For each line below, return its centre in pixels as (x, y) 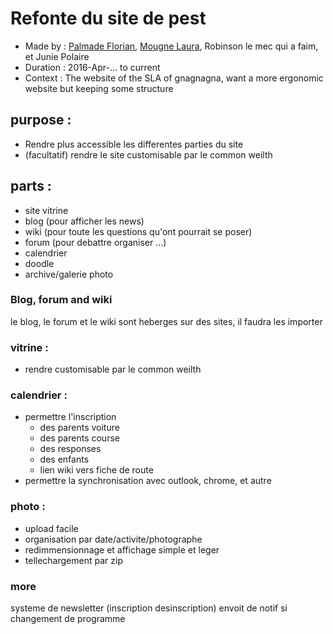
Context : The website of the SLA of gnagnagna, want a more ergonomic (174, 78)
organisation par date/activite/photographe (113, 539)
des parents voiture (79, 428)
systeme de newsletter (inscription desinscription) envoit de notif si (149, 608)
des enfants (64, 459)
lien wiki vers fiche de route (96, 470)
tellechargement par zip (73, 560)
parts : (31, 186)
